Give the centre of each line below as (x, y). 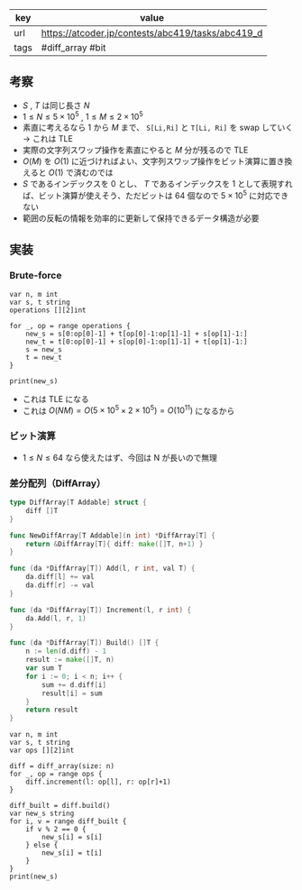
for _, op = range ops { (56, 775)
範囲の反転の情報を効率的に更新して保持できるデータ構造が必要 (141, 218)
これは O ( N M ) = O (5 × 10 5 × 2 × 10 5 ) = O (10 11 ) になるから (128, 409)
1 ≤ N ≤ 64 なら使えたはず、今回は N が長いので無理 (120, 457)
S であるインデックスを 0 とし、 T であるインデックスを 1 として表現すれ (157, 184)
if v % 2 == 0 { (56, 830)
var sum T (44, 668)
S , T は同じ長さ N (56, 105)
